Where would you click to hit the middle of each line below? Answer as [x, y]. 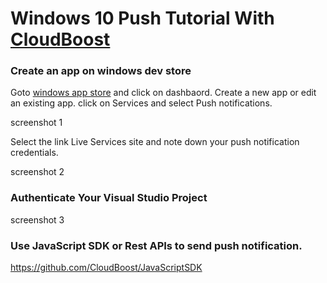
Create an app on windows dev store [101, 71]
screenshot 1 [36, 123]
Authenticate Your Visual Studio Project [109, 198]
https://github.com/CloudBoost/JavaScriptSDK [106, 268]
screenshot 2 [37, 172]
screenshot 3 [37, 219]
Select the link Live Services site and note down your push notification [155, 142]
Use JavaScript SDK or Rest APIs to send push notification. [156, 245]
